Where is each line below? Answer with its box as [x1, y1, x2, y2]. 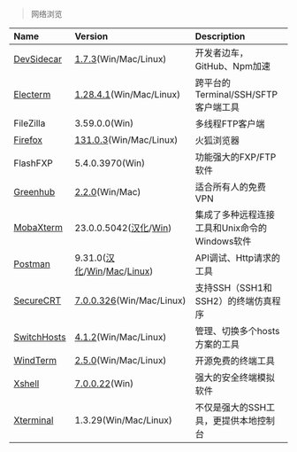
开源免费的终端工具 [194, 355, 276, 367]
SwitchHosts [13, 331, 66, 343]
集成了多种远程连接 [194, 208, 276, 221]
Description [194, 30, 246, 43]
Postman [13, 258, 50, 269]
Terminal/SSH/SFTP [194, 89, 278, 100]
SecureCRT [13, 294, 62, 307]
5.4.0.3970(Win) [74, 157, 146, 169]
